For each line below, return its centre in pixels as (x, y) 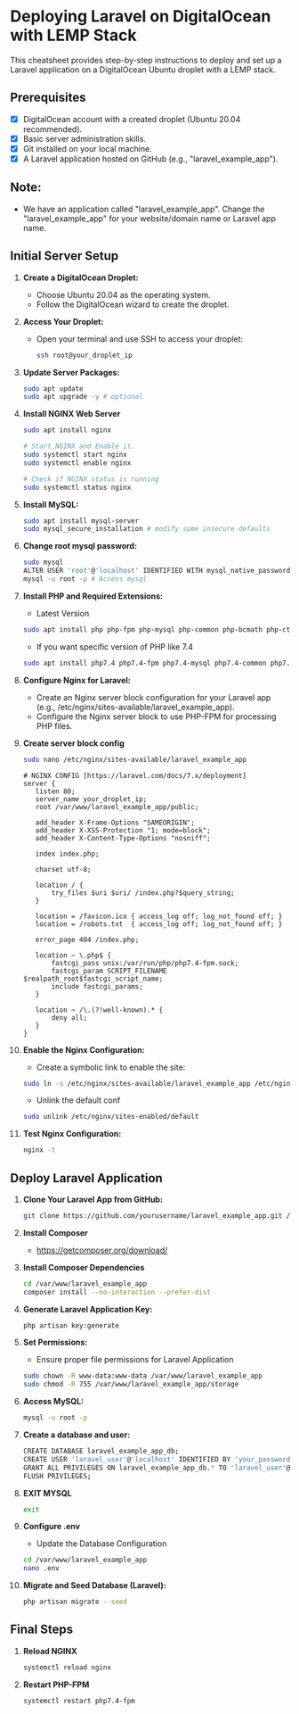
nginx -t (39, 1150)
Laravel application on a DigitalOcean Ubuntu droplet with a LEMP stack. (143, 70)
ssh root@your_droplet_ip (84, 355)
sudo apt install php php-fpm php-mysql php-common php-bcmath (143, 629)
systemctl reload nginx (67, 1667)
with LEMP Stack (73, 35)
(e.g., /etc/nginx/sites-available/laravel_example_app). (135, 707)
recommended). (53, 129)
